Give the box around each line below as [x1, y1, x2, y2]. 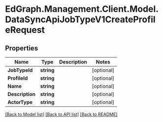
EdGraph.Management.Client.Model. [5, 3, 159, 15]
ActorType [7, 99, 33, 105]
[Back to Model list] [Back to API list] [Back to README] [5, 112, 118, 117]
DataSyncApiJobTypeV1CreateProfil [5, 14, 156, 25]
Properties [5, 44, 38, 52]
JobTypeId [7, 67, 33, 73]
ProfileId [7, 75, 28, 82]
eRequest [5, 25, 45, 35]
